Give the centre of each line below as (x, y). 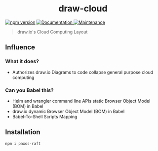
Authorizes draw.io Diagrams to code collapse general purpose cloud (83, 72)
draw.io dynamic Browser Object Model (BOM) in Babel (68, 111)
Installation (23, 132)
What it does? (22, 61)
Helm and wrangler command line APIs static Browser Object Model (81, 101)
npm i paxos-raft (23, 144)
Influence (20, 47)
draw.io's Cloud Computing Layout (52, 32)
